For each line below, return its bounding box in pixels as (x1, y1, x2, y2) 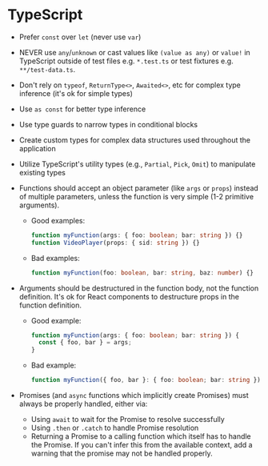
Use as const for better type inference (18, 104, 146, 114)
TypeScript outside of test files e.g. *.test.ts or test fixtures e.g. (18, 56, 234, 66)
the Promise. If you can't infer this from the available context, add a (30, 440, 253, 450)
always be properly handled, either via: (18, 399, 148, 409)
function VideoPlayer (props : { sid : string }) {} (30, 239, 201, 247)
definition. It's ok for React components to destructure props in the (18, 291, 239, 301)
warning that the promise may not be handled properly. (30, 448, 213, 458)
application (18, 143, 57, 153)
